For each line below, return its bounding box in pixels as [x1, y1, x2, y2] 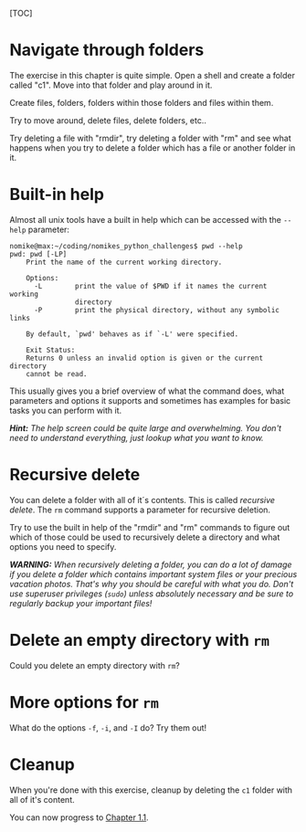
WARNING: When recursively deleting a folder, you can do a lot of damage [9, 559, 292, 570]
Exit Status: [26, 345, 76, 354]
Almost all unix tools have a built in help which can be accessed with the [9, 214, 281, 225]
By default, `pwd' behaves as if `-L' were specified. [26, 329, 239, 339]
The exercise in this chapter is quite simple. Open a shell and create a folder [9, 69, 295, 80]
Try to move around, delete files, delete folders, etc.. [9, 114, 207, 126]
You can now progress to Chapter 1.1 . [9, 812, 149, 823]
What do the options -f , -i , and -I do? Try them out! [9, 721, 207, 733]
